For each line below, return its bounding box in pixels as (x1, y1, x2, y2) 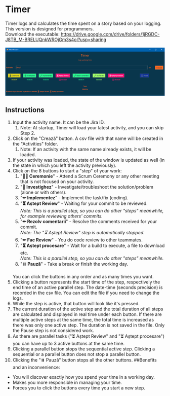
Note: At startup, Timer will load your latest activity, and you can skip (20, 124, 164, 130)
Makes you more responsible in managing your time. (12, 379, 122, 385)
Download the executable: (5, 31, 60, 37)
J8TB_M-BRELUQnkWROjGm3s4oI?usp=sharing (5, 37, 107, 43)
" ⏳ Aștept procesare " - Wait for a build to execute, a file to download (20, 242, 165, 248)
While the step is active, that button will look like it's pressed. (12, 300, 140, 306)
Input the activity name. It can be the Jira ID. (12, 119, 105, 125)
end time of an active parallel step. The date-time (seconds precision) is (12, 284, 163, 290)
